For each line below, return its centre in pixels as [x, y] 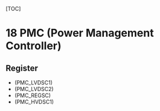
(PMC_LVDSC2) [34, 89]
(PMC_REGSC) [33, 95]
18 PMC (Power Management [80, 33]
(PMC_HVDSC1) [34, 102]
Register [22, 68]
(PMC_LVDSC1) [33, 83]
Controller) [34, 46]
